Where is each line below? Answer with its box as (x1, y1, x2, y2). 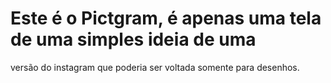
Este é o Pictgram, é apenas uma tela (10, 7, 322, 30)
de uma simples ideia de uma (10, 28, 257, 51)
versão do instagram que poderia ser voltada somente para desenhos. (10, 61, 300, 73)
